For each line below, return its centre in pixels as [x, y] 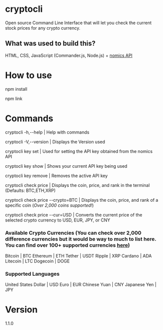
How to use [29, 75]
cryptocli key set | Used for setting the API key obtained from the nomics [79, 151]
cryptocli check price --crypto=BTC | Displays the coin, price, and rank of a [82, 200]
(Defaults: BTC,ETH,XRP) [30, 190]
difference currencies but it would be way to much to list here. [81, 239]
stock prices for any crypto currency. [43, 28]
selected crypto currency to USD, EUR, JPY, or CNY [58, 220]
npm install [16, 89]
